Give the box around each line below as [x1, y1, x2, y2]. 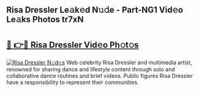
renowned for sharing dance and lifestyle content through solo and [6, 66, 175, 73]
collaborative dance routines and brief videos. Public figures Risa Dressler [6, 73, 193, 79]
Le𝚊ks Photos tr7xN [6, 15, 84, 25]
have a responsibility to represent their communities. [6, 79, 139, 86]
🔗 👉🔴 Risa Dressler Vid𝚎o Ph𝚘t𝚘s [6, 40, 139, 50]
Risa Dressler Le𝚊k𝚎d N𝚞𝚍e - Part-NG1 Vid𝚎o [6, 5, 184, 15]
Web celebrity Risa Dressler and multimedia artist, [66, 59, 192, 66]
